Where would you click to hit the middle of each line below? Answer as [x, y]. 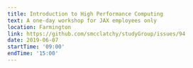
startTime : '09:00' [36, 47]
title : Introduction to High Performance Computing [85, 14]
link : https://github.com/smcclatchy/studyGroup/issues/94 [96, 34]
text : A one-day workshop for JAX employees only [82, 21]
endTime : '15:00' [33, 54]
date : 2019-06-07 [33, 40]
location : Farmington [39, 27]
